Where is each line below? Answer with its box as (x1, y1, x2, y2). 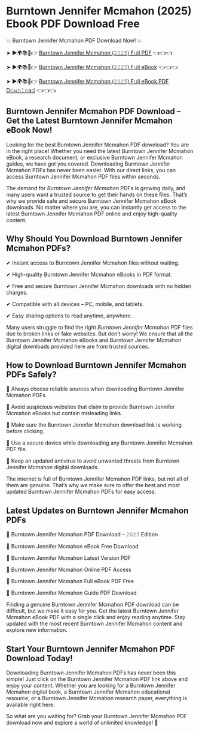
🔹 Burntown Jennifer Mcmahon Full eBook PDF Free (6, 578, 134, 585)
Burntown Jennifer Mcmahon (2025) (6, 4, 192, 18)
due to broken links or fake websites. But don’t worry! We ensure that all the (6, 330, 193, 337)
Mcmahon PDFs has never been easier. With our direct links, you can (6, 166, 176, 173)
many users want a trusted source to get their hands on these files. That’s (6, 191, 188, 198)
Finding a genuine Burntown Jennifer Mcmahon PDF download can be (6, 601, 179, 608)
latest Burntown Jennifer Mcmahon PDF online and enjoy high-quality (6, 210, 177, 217)
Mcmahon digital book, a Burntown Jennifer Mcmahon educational (6, 688, 170, 695)
